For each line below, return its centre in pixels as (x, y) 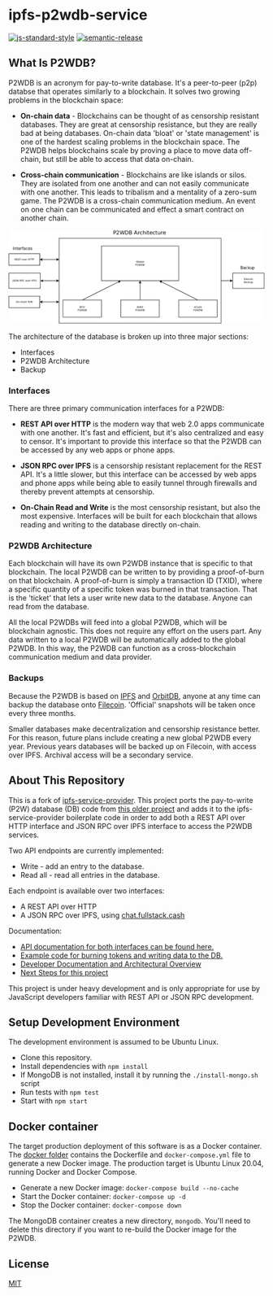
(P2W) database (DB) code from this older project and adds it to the (122, 809)
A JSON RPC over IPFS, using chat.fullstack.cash (102, 915)
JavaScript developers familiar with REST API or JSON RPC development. (131, 997)
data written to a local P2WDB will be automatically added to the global (127, 639)
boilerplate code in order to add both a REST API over (156, 817)
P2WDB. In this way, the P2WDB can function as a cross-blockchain (122, 648)
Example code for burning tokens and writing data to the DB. (121, 955)
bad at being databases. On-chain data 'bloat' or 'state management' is (140, 133)
